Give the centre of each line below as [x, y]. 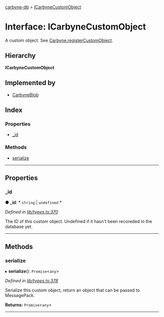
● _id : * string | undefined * [33, 203]
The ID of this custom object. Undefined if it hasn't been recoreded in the [79, 222]
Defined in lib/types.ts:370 [32, 212]
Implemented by [30, 83]
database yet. [19, 226]
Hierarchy [20, 56]
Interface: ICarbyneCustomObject [76, 27]
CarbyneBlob [25, 94]
